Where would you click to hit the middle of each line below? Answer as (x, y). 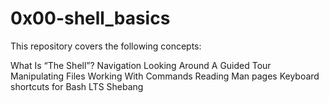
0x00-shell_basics (90, 18)
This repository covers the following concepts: (106, 46)
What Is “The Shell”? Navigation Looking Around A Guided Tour (141, 65)
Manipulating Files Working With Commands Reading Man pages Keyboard (165, 76)
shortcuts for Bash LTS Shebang (77, 86)
